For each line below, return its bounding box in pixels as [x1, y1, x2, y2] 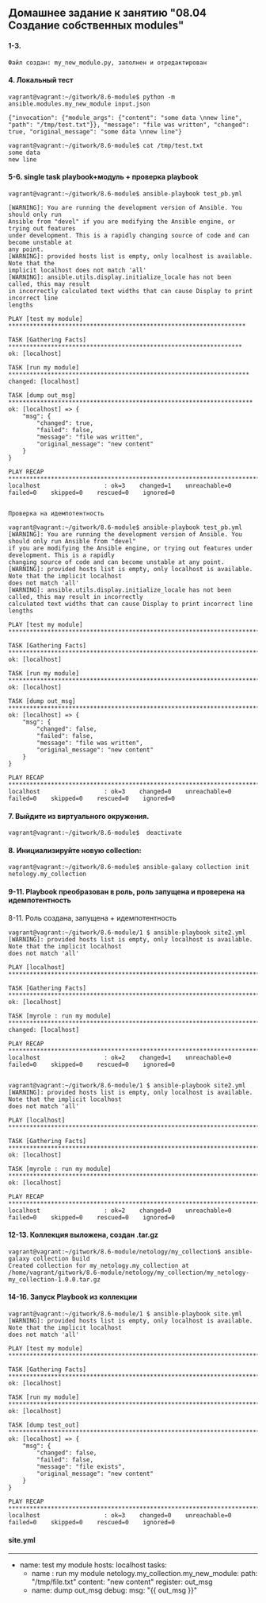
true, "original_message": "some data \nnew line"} [8, 127, 182, 136]
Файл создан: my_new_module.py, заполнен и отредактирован [8, 59, 207, 67]
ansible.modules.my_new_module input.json [8, 99, 150, 108]
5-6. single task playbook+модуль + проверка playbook [8, 172, 199, 182]
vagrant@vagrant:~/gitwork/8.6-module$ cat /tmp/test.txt [8, 141, 203, 149]
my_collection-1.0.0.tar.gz [8, 1275, 101, 1284]
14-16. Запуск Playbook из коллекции [8, 1292, 138, 1302]
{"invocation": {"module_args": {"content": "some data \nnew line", [8, 114, 243, 122]
